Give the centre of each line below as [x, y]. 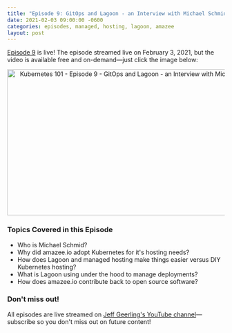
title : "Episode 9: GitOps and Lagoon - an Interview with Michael [106, 13]
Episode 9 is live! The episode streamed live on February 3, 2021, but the [111, 53]
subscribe [21, 321]
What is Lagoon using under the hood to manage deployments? [107, 274]
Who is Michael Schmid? [52, 245]
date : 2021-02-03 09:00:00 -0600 [55, 20]
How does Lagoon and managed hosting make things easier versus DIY [119, 259]
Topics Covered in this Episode [60, 230]
